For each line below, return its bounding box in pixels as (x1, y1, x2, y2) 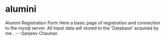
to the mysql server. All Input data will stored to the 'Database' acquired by (5, 25, 159, 31)
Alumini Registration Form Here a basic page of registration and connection (5, 20, 160, 26)
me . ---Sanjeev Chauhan (5, 30, 58, 36)
